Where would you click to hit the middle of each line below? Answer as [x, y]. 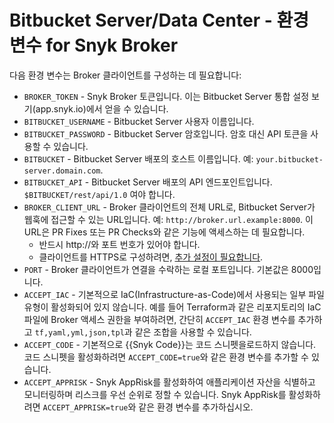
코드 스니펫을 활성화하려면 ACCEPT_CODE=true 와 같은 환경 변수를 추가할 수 [166, 357]
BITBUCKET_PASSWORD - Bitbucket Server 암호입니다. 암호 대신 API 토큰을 [166, 133]
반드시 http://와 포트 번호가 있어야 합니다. [119, 244]
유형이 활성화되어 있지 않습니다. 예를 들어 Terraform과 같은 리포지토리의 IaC [172, 307]
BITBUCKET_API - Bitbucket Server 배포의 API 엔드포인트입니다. [148, 182]
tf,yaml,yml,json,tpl [79, 332]
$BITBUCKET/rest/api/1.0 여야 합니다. [99, 194]
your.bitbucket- [289, 159]
